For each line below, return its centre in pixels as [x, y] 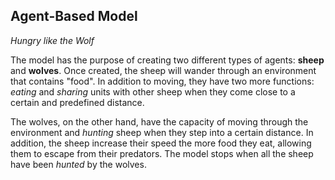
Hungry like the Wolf [52, 40]
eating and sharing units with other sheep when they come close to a [153, 91]
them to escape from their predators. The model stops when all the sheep [162, 153]
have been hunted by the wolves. [78, 164]
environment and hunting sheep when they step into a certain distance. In [162, 132]
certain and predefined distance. [77, 102]
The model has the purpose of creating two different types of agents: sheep [167, 60]
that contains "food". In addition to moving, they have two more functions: [162, 81]
